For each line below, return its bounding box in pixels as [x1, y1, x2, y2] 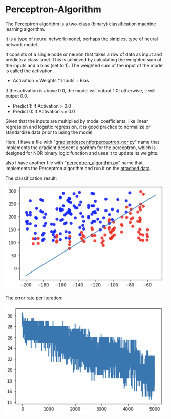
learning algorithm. [5, 26, 45, 32]
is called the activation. [5, 68, 54, 74]
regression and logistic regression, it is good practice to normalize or [5, 123, 151, 130]
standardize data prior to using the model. [5, 129, 94, 135]
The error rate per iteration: [5, 295, 63, 301]
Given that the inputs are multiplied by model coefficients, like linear [5, 118, 148, 124]
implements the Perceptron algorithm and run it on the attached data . [5, 165, 152, 171]
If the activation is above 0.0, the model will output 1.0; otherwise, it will [5, 87, 156, 93]
